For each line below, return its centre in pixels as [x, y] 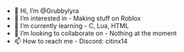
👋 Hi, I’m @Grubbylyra [47, 11]
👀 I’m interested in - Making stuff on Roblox [77, 18]
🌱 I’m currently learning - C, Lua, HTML [71, 26]
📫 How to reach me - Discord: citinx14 [71, 41]
